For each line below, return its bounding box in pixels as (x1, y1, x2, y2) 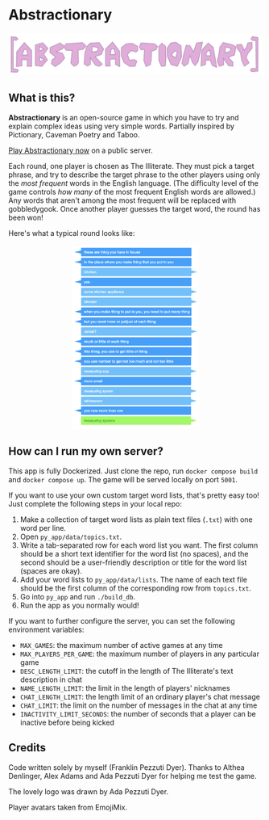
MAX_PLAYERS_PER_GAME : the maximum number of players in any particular (19, 649, 260, 658)
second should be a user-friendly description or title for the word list (19, 557, 247, 567)
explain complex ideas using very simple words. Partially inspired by (8, 121, 235, 131)
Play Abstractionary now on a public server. (8, 145, 153, 155)
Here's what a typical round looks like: (8, 228, 135, 238)
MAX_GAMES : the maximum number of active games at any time (19, 640, 223, 650)
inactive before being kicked (19, 717, 115, 727)
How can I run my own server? (8, 444, 163, 458)
